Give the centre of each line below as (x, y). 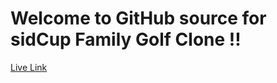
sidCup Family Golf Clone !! (126, 39)
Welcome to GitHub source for (138, 18)
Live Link (29, 67)
